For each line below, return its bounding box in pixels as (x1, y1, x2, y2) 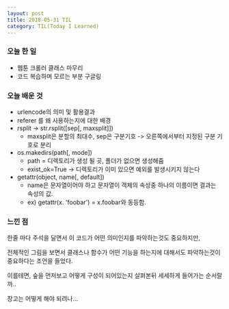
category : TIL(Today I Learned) (7, 23, 99, 29)
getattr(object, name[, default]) (16, 173, 105, 181)
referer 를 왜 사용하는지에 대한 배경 (16, 116, 111, 124)
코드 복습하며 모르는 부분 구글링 (16, 72, 101, 80)
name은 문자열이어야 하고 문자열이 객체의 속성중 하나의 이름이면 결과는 (27, 181, 217, 189)
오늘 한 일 (7, 47, 36, 56)
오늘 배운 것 (7, 90, 43, 100)
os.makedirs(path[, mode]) (16, 148, 92, 156)
